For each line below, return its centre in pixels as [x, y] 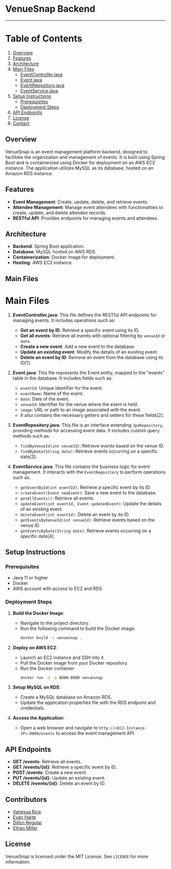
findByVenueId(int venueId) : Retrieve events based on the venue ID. [92, 445]
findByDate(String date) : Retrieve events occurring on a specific [89, 451]
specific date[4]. [37, 536]
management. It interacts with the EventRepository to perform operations [89, 472]
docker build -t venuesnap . [51, 638]
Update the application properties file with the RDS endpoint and [88, 702]
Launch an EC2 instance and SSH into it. [63, 657]
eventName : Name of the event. [52, 393]
